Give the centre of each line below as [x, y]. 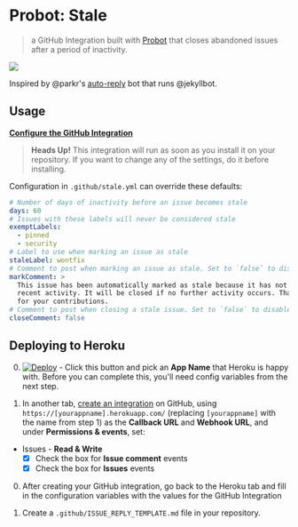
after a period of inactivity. [79, 49]
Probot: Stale [59, 16]
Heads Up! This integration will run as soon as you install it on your [153, 150]
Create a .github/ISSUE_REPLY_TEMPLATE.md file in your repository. [141, 513]
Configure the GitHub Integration [71, 132]
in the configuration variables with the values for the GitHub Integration [152, 495]
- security [37, 244]
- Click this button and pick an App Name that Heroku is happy [174, 367]
